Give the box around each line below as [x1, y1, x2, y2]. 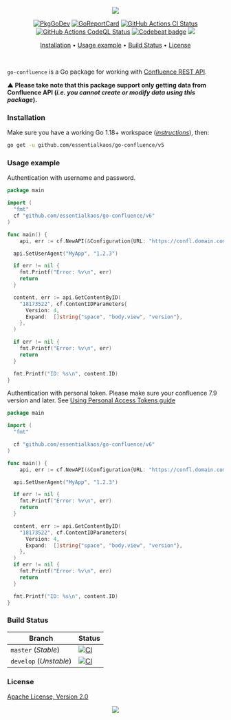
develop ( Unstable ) [10, 656, 72, 666]
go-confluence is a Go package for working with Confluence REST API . [7, 68, 208, 76]
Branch [29, 633, 54, 643]
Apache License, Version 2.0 [7, 692, 89, 701]
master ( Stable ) [10, 645, 60, 655]
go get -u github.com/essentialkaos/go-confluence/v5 [7, 142, 165, 149]
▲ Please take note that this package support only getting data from [7, 81, 207, 89]
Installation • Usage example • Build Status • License [40, 41, 191, 49]
